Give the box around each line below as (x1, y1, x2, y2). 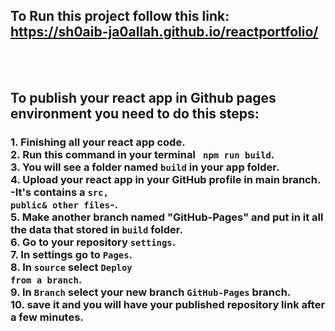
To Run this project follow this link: (10, 8, 230, 25)
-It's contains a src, (10, 185, 109, 199)
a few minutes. (10, 310, 84, 324)
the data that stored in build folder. (10, 223, 183, 237)
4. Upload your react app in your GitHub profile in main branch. (10, 173, 321, 187)
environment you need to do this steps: (10, 105, 260, 123)
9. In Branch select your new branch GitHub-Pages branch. (10, 285, 292, 299)
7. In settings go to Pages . (10, 248, 133, 262)
